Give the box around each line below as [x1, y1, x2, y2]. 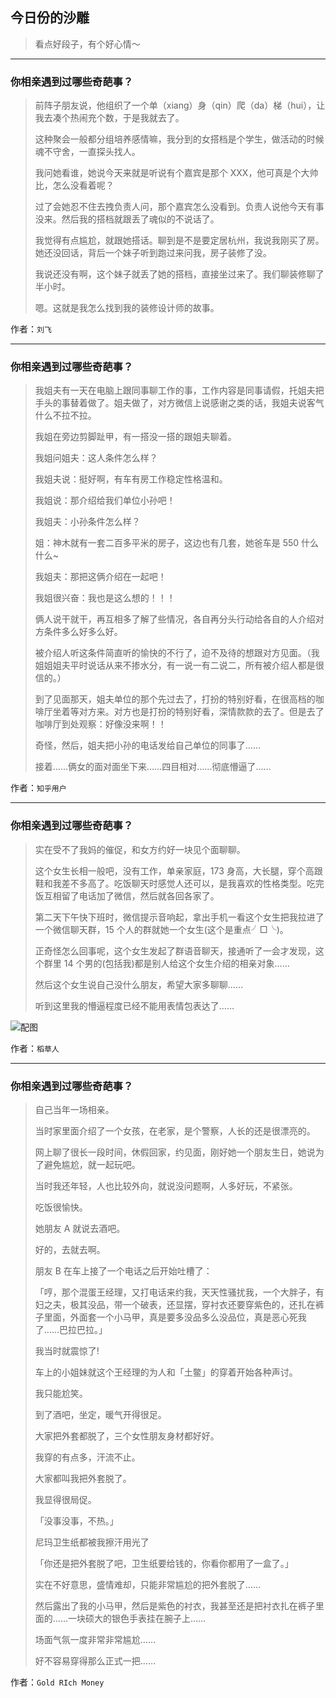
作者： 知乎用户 [10, 782, 67, 794]
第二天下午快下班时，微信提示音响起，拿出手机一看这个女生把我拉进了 [34, 911, 325, 923]
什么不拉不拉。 [34, 409, 97, 422]
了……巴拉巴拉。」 [34, 1324, 108, 1335]
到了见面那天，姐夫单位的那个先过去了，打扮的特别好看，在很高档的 [34, 693, 316, 705]
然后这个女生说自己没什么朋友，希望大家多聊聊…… [34, 978, 243, 990]
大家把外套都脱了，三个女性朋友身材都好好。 [34, 1430, 220, 1442]
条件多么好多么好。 [43, 626, 123, 638]
